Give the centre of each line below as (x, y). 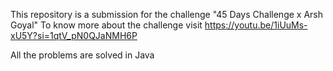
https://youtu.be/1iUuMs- (256, 25)
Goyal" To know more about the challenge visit (106, 25)
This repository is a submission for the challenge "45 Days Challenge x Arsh (167, 14)
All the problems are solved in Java (82, 55)
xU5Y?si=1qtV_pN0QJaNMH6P (74, 35)
